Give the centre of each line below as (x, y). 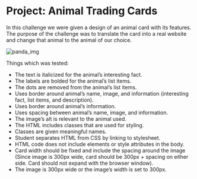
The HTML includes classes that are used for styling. (79, 125)
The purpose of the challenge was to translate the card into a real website (96, 33)
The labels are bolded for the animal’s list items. (73, 81)
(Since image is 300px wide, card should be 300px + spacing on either (101, 156)
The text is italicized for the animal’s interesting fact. (78, 74)
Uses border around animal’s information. (65, 106)
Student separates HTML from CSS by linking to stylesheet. (88, 137)
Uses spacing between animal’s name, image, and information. (91, 112)
